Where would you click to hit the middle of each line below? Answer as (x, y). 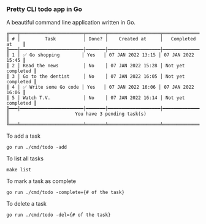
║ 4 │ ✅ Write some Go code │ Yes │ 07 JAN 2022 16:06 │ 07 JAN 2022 (100, 88)
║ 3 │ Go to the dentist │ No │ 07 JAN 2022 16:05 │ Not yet (96, 77)
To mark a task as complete (41, 181)
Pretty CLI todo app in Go (44, 9)
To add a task (24, 136)
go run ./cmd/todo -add (37, 147)
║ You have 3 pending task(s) (77, 114)
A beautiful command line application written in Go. (71, 23)
